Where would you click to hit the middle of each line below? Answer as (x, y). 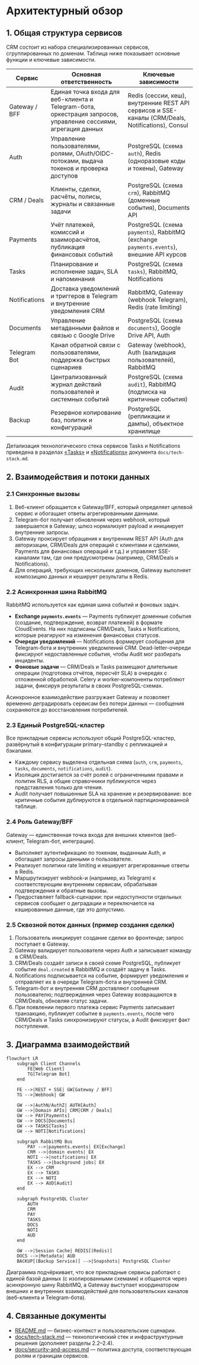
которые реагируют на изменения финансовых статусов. (87, 635)
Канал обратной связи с (86, 345)
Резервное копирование (86, 413)
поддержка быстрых (81, 360)
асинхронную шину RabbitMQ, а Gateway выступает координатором (93, 1285)
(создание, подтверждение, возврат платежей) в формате (89, 623)
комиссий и (68, 232)
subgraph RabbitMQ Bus (45, 1142)
